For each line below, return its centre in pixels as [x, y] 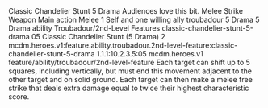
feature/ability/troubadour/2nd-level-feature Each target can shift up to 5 [129, 62]
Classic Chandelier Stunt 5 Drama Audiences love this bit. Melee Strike [126, 11]
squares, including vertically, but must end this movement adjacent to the [130, 71]
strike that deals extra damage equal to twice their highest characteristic [129, 88]
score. [19, 97]
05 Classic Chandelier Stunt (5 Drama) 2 [98, 37]
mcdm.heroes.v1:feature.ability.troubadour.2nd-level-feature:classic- [123, 45]
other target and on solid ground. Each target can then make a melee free [130, 79]
